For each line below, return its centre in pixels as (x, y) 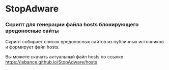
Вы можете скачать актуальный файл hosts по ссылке (64, 57)
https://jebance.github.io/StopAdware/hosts (51, 62)
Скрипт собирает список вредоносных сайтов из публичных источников (84, 42)
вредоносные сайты (32, 31)
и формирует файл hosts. (33, 47)
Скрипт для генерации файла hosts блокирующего (72, 25)
